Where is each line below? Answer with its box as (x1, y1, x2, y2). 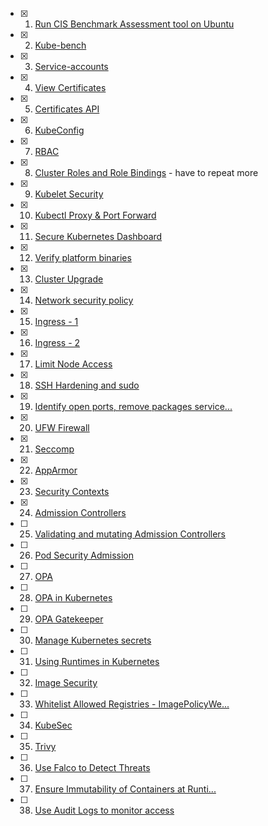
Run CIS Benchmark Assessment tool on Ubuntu (34, 18, 235, 30)
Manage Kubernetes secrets (34, 634, 152, 646)
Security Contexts (34, 486, 110, 497)
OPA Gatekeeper (34, 613, 104, 625)
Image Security (34, 677, 98, 688)
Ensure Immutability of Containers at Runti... (34, 783, 217, 795)
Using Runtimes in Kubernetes (34, 656, 160, 667)
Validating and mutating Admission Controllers (34, 528, 227, 540)
